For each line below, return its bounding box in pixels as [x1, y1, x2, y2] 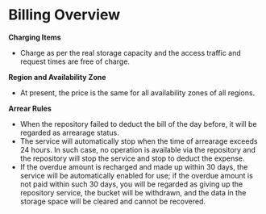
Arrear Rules [8, 103, 52, 113]
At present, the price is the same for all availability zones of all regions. [19, 87, 256, 98]
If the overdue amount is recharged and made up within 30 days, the [19, 162, 248, 171]
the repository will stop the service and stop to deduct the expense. [19, 153, 245, 163]
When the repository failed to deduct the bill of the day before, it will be [19, 119, 257, 128]
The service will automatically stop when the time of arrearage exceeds [19, 136, 258, 146]
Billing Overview [8, 6, 121, 24]
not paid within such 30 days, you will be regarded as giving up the [19, 179, 243, 189]
